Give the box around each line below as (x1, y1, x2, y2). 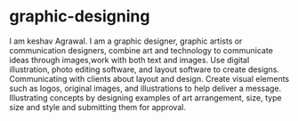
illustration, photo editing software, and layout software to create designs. (9, 64, 280, 75)
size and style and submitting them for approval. (9, 101, 187, 112)
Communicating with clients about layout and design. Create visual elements (9, 73, 290, 84)
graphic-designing (9, 6, 150, 27)
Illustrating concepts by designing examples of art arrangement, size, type (9, 92, 282, 103)
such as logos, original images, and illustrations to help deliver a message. (9, 83, 282, 93)
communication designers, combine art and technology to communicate (9, 44, 274, 55)
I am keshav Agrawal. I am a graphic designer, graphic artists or (9, 36, 243, 46)
